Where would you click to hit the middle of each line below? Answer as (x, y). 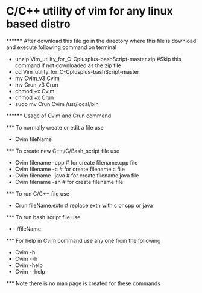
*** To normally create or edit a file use (55, 127)
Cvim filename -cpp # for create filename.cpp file (76, 162)
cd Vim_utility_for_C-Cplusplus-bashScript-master (77, 71)
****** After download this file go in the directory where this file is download (101, 41)
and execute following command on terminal (61, 47)
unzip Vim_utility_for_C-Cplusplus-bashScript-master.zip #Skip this (98, 59)
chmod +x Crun (34, 97)
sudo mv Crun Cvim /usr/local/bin (57, 104)
